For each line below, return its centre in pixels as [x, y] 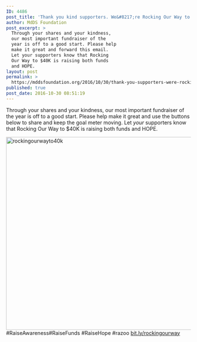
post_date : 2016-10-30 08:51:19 [45, 93]
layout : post [22, 72]
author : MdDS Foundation [36, 22]
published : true [26, 88]
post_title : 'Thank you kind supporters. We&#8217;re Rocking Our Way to [98, 17]
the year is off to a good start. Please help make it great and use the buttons [98, 116]
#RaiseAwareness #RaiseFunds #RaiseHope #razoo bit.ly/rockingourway [93, 333]
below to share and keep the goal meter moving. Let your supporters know [96, 122]
